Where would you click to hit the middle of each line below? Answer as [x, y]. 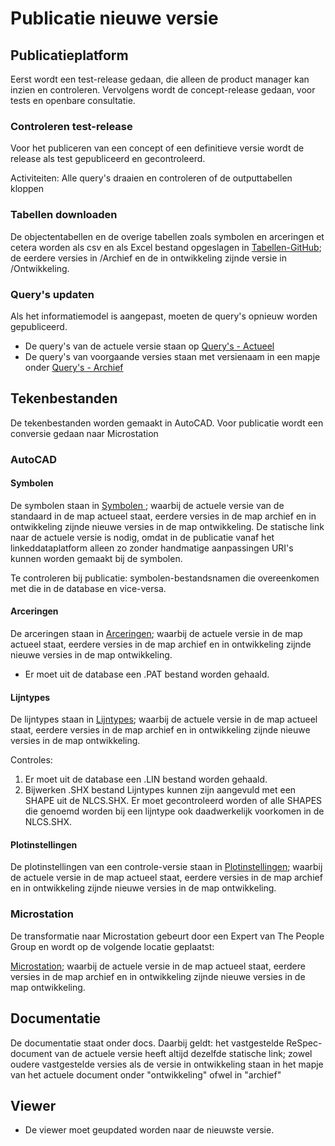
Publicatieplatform [69, 55]
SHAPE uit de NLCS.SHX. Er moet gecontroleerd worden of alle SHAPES [173, 801]
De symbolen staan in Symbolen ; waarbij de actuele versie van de [147, 505]
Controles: [31, 760]
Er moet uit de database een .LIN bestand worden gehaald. [146, 779]
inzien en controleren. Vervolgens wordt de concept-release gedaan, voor [163, 90]
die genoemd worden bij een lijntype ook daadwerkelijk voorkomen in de [174, 811]
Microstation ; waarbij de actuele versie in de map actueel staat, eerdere [158, 966]
